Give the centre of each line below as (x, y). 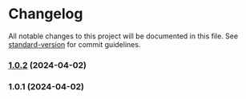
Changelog (46, 14)
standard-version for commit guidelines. (75, 44)
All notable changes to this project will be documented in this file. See (123, 36)
